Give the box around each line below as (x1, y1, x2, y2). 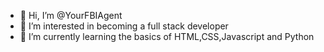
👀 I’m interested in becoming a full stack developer (19, 20, 229, 32)
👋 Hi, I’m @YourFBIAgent (19, 10, 123, 21)
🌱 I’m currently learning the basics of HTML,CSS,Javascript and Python (19, 31, 315, 42)
